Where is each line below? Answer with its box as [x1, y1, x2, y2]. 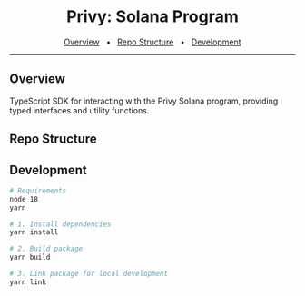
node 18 [9, 194, 39, 203]
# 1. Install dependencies [9, 220, 112, 229]
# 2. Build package [9, 244, 84, 253]
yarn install [9, 228, 59, 237]
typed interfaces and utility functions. [9, 104, 150, 115]
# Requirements [9, 186, 67, 195]
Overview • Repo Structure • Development [63, 36, 241, 47]
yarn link [9, 277, 47, 287]
